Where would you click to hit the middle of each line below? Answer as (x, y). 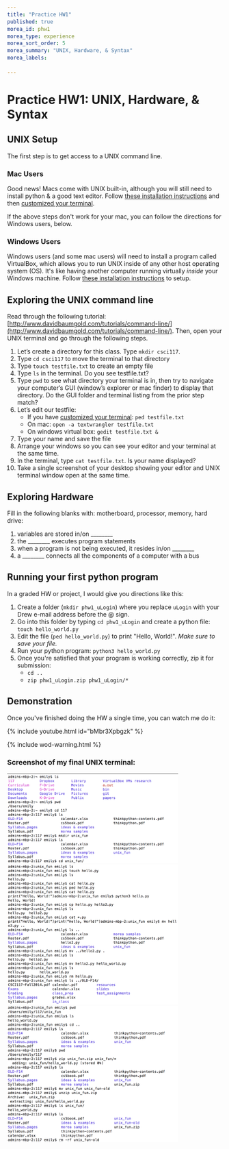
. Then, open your (197, 331)
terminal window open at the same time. (73, 475)
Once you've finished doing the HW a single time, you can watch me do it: (111, 718)
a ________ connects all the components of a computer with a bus (108, 556)
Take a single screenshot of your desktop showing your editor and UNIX (118, 468)
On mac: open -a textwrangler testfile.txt (90, 424)
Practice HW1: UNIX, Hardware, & (103, 100)
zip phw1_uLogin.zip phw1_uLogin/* (78, 680)
